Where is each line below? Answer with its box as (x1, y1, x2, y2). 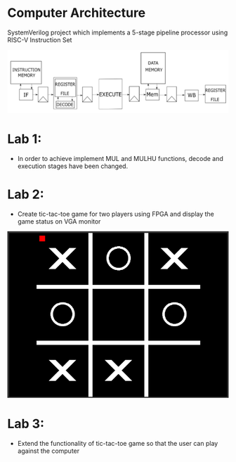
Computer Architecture (7, 5, 146, 21)
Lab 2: (7, 186, 44, 202)
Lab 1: (7, 131, 42, 147)
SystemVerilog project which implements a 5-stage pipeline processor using (7, 28, 228, 37)
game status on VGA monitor (17, 217, 101, 226)
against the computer (17, 447, 80, 455)
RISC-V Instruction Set (7, 35, 72, 44)
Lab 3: (7, 416, 44, 432)
